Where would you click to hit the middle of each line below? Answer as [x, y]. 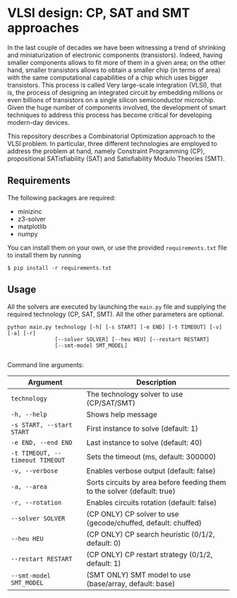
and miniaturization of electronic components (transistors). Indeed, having [115, 55]
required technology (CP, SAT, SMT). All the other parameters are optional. [116, 314]
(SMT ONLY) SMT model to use [139, 575]
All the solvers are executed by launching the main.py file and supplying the [117, 306]
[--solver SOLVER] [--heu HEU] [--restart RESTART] [132, 339]
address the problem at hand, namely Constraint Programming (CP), [106, 151]
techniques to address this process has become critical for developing [110, 115]
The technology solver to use [135, 394]
